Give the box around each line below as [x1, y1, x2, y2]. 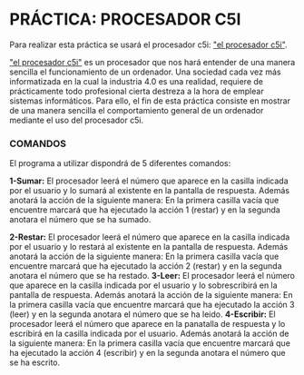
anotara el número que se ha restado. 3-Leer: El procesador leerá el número [9, 271, 296, 281]
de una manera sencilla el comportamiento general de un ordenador [9, 104, 264, 115]
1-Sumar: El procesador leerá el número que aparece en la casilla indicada [9, 175, 289, 186]
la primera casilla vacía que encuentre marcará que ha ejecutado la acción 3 [9, 300, 295, 311]
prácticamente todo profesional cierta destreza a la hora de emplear [9, 85, 265, 96]
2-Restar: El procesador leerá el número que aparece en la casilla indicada [9, 232, 290, 242]
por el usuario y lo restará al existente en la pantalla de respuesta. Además [9, 242, 289, 252]
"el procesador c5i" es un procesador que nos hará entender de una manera [9, 56, 296, 67]
